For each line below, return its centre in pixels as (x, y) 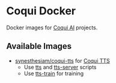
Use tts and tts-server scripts (60, 67)
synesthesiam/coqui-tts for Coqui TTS (62, 60)
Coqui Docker (41, 11)
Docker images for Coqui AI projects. (52, 27)
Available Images (39, 46)
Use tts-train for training (54, 73)
